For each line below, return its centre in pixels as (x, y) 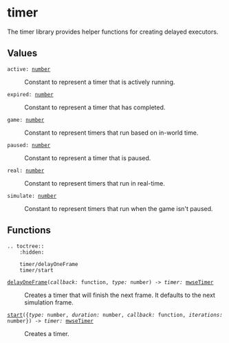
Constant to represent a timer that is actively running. (100, 82)
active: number (29, 69)
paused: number (29, 145)
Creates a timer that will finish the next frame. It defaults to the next (120, 295)
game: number (26, 120)
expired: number (30, 94)
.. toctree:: (26, 246)
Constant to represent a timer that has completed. (95, 107)
